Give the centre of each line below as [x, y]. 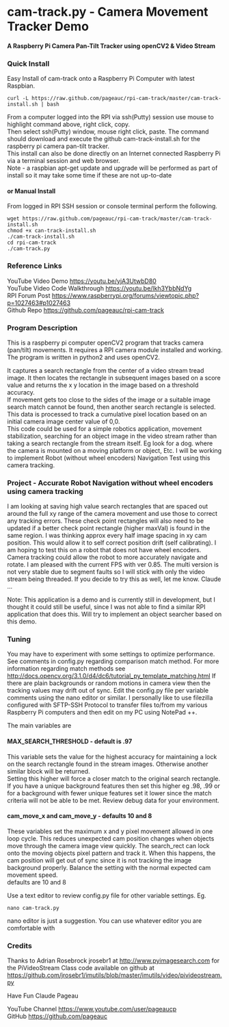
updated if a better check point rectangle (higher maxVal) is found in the [109, 528]
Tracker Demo [48, 26]
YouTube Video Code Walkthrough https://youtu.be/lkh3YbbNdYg [99, 288]
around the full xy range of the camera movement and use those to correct [112, 514]
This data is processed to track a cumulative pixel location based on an [107, 414]
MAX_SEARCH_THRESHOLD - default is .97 [70, 741]
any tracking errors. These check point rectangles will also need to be [105, 521]
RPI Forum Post [29, 295]
